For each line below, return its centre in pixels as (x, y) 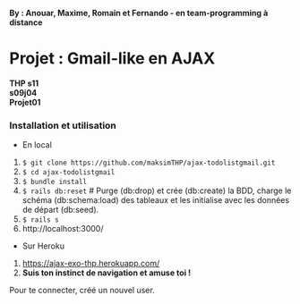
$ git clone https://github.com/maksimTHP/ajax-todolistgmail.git (149, 163)
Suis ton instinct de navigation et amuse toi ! (107, 273)
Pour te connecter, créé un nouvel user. (82, 291)
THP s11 (24, 83)
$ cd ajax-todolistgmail (69, 173)
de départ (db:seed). (60, 210)
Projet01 (25, 102)
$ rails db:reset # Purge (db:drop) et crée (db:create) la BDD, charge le (157, 190)
